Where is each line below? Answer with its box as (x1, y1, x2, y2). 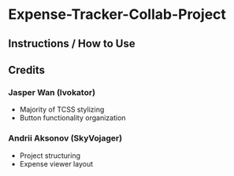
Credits (8, 63, 46, 76)
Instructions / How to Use (8, 37, 136, 50)
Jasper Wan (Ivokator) (8, 86, 96, 97)
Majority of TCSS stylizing (19, 104, 105, 115)
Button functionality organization (19, 113, 126, 123)
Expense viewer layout (19, 159, 93, 168)
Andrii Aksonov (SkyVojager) (8, 133, 123, 144)
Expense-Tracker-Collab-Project (8, 5, 227, 24)
